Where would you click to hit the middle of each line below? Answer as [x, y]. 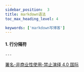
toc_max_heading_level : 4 [32, 19]
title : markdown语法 [25, 14]
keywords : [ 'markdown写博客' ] [35, 28]
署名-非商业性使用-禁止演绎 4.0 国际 [42, 65]
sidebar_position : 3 [27, 10]
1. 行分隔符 [16, 44]
